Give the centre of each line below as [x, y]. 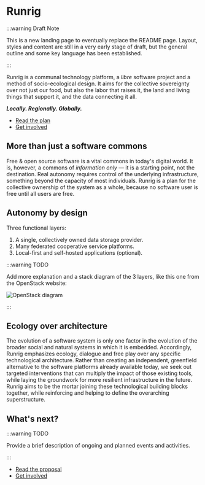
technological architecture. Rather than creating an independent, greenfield [102, 360]
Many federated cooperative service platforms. [75, 246]
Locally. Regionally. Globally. [44, 108]
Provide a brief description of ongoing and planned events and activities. [98, 446]
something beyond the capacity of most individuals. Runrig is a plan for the [101, 180]
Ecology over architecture [57, 326]
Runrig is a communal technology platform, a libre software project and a [99, 77]
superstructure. [26, 400]
